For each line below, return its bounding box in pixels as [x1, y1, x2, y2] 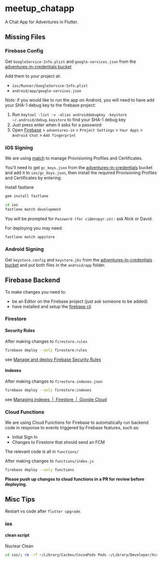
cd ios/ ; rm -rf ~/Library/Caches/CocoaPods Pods [5, 552, 107, 557]
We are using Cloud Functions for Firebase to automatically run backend [5, 420, 148, 425]
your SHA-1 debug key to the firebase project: [5, 102, 96, 108]
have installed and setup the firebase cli [12, 303, 92, 309]
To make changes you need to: [5, 289, 67, 295]
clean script [5, 532, 30, 538]
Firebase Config [5, 47, 43, 54]
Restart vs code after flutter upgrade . [5, 508, 81, 514]
